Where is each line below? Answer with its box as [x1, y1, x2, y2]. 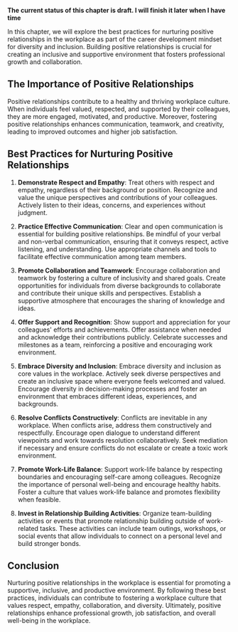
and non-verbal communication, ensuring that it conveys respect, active [17, 237, 229, 246]
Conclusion [7, 560, 60, 572]
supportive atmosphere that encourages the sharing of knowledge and [17, 296, 225, 305]
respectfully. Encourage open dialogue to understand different [17, 428, 200, 437]
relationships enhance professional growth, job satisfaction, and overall [7, 609, 216, 618]
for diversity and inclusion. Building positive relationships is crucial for [7, 43, 212, 51]
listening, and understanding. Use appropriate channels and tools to [17, 245, 217, 253]
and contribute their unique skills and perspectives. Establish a [17, 288, 201, 297]
